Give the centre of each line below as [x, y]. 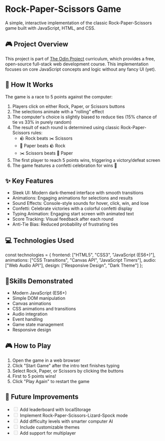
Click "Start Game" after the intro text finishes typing [66, 365]
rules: [37, 133]
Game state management [38, 324]
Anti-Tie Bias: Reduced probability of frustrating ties [65, 224]
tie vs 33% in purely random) [42, 122]
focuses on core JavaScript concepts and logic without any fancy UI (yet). [81, 69]
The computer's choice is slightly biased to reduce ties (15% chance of [84, 117]
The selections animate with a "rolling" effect [58, 111]
